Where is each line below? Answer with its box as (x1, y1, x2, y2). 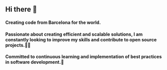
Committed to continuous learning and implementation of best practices (5, 54, 162, 60)
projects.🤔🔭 (5, 42, 31, 48)
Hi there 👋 (5, 5, 37, 14)
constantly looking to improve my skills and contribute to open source (5, 36, 157, 42)
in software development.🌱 (5, 59, 64, 65)
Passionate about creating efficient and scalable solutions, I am (5, 31, 143, 37)
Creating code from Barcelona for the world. (5, 19, 101, 26)
